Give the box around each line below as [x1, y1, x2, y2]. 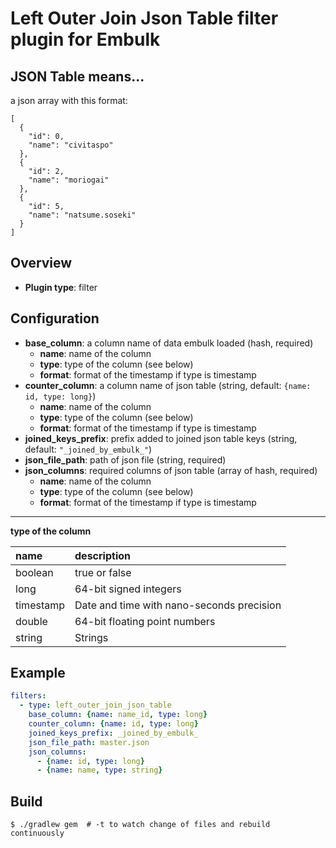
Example [10, 665, 66, 682]
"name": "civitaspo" [28, 140, 114, 150]
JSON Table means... [10, 68, 145, 85]
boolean [15, 565, 54, 579]
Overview [10, 255, 73, 272]
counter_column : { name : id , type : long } [28, 719, 199, 729]
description [74, 548, 131, 562]
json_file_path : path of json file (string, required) [24, 453, 227, 466]
